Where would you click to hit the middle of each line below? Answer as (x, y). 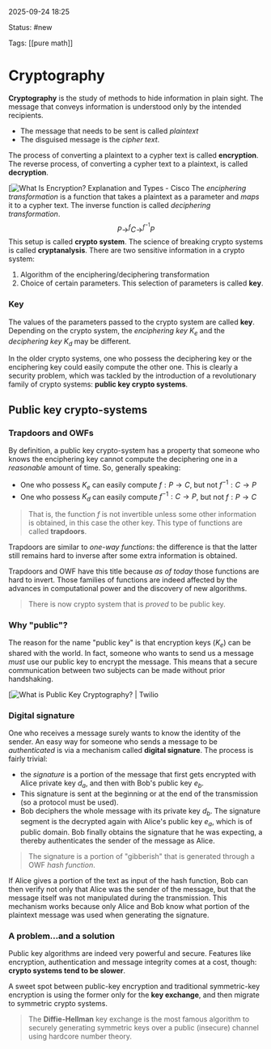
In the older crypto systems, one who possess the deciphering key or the (130, 358)
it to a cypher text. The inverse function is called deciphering (110, 205)
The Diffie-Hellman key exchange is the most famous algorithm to (139, 1019)
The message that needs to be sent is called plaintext (109, 131)
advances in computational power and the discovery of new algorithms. (128, 588)
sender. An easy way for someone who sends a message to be (113, 742)
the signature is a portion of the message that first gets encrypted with (138, 775)
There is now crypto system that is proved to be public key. (127, 604)
